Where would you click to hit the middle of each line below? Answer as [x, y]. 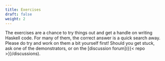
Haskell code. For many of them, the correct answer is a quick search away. [83, 38]
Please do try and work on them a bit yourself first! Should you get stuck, [80, 43]
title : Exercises [23, 10]
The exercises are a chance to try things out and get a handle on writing [79, 33]
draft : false [19, 14]
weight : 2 [15, 19]
